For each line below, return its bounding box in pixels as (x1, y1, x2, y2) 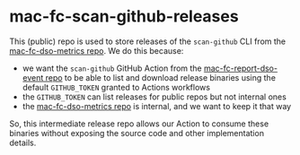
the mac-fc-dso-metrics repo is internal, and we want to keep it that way (22, 100, 292, 111)
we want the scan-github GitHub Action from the (22, 63, 202, 73)
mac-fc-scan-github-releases (9, 6, 240, 27)
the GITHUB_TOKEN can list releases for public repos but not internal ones (22, 91, 287, 102)
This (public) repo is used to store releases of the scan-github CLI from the (9, 36, 287, 47)
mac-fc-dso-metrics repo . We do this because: (9, 45, 184, 56)
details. (9, 137, 37, 148)
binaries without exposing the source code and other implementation (9, 127, 265, 138)
